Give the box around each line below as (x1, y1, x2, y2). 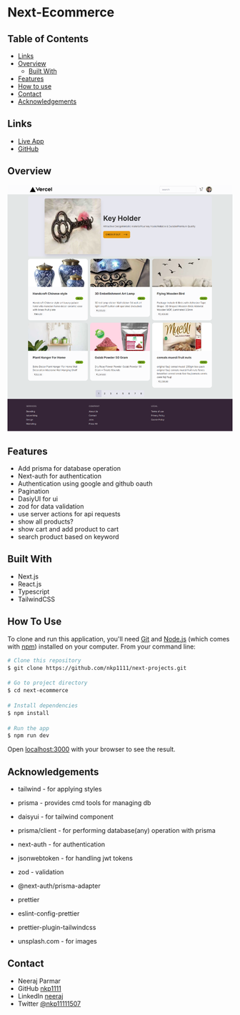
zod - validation (17, 868, 64, 876)
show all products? (17, 517, 74, 526)
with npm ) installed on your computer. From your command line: (7, 642, 196, 651)
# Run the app (7, 724, 50, 732)
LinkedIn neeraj (17, 991, 64, 1000)
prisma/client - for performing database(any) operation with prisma (17, 826, 216, 835)
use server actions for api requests (17, 510, 121, 518)
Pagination (17, 487, 50, 495)
